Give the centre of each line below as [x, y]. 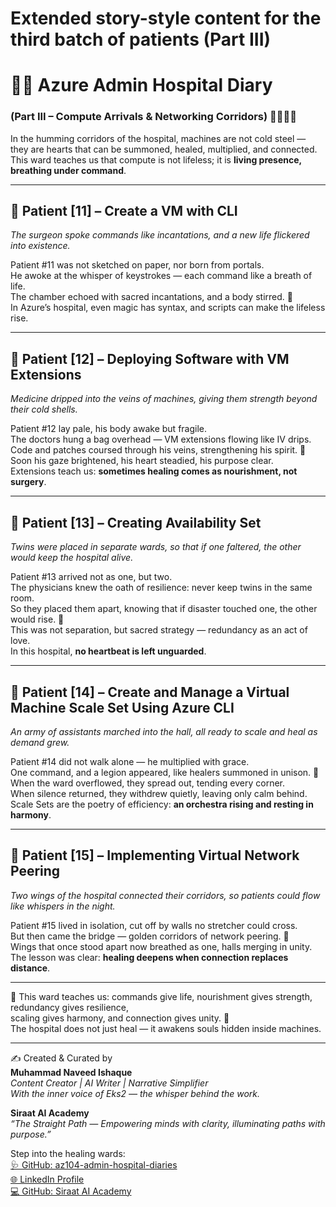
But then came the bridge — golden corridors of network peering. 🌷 [150, 936]
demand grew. [40, 742]
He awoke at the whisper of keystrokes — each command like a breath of [161, 276]
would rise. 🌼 [37, 619]
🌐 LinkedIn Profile [47, 1179]
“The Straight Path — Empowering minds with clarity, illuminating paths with [168, 1123]
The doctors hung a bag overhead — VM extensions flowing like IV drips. [161, 439]
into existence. [40, 246]
